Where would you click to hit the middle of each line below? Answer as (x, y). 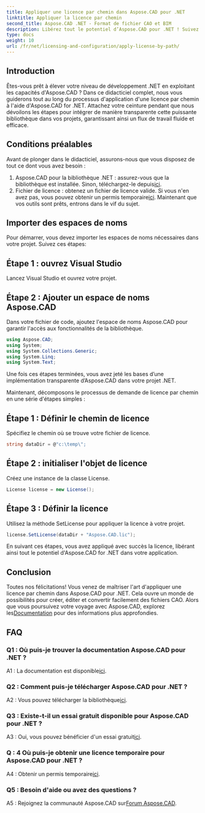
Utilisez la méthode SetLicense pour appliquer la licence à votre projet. (96, 523)
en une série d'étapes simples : (46, 399)
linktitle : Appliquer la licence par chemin (64, 18)
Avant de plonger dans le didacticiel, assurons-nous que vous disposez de (101, 159)
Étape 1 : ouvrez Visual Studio (64, 264)
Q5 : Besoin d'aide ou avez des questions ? (72, 790)
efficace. (17, 125)
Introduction (31, 71)
